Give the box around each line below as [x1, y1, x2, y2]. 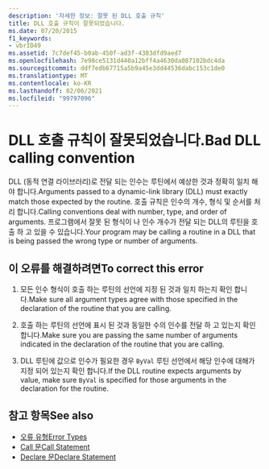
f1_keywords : [8, 34, 52, 43]
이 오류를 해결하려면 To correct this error [8, 261, 204, 275]
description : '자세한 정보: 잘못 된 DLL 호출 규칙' [8, 11, 165, 20]
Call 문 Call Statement [19, 442, 90, 451]
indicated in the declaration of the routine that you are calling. [19, 339, 225, 349]
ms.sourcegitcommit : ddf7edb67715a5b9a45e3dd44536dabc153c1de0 [8, 64, 226, 73]
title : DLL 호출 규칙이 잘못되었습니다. [8, 19, 126, 27]
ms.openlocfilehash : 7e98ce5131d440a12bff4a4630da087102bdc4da [8, 57, 226, 65]
